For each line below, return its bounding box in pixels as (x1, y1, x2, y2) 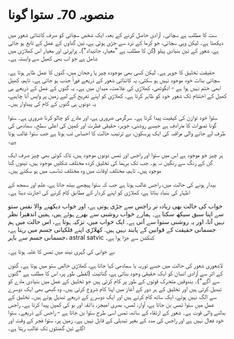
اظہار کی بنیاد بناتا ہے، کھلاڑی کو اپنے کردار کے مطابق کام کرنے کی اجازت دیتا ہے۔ (8, 188, 190, 196)
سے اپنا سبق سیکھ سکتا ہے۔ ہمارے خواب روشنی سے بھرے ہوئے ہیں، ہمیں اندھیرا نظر (8, 210, 224, 218)
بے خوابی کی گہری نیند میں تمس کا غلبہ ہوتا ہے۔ (8, 247, 115, 255)
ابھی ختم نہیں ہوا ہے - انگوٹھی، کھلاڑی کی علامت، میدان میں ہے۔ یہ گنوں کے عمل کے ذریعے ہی (8, 84, 222, 92)
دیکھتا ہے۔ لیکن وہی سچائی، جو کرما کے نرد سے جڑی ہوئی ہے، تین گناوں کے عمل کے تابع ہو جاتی (8, 38, 224, 47)
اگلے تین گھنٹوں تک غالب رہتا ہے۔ (8, 324, 85, 332)
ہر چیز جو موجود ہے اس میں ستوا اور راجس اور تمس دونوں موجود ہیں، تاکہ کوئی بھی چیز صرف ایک (8, 150, 224, 159)
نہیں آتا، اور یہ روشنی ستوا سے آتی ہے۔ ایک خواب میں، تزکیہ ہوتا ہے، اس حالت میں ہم (8, 217, 225, 226)
